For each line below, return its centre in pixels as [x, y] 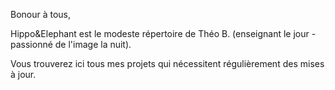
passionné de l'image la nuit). [71, 44]
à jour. [23, 74]
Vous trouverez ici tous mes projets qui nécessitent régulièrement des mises [167, 63]
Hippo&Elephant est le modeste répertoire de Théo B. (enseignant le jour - [163, 33]
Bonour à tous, [41, 14]
